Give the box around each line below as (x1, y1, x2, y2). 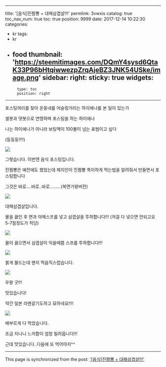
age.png (12, 74, 39, 82)
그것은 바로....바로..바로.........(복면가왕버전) (5, 183, 88, 189)
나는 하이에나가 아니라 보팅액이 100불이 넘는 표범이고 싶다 (5, 126, 117, 132)
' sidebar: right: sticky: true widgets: (39, 74, 154, 82)
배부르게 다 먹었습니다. (5, 320, 49, 326)
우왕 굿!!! (5, 279, 22, 285)
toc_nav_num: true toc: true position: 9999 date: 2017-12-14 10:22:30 (5, 16, 146, 22)
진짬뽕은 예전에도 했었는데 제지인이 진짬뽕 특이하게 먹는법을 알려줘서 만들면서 (5, 167, 155, 173)
